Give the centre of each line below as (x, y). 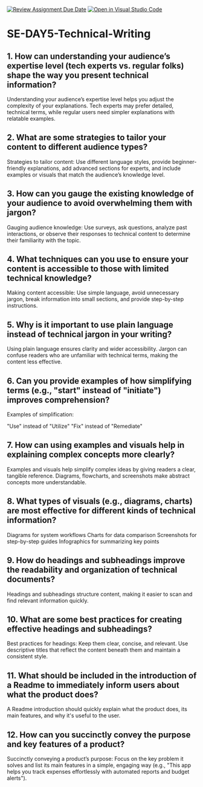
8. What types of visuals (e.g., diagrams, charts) (100, 502)
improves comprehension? (59, 400)
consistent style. (27, 657)
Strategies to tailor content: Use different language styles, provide (89, 161)
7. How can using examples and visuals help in (96, 445)
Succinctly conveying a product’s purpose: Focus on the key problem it (95, 758)
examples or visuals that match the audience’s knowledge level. (86, 174)
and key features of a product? (66, 744)
